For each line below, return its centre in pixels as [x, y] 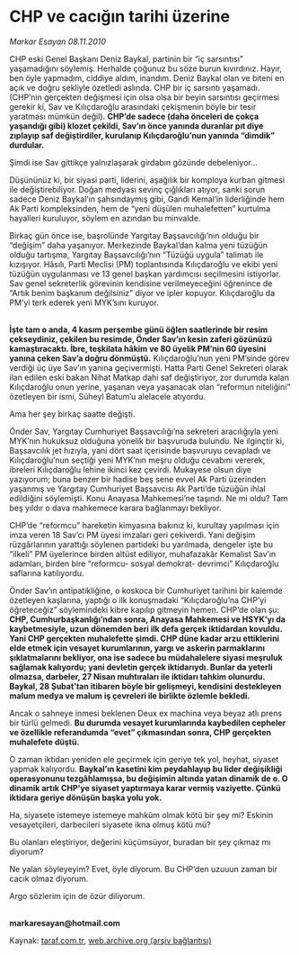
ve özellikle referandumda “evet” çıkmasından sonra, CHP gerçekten [141, 732]
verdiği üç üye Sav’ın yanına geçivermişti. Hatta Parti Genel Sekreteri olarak [149, 367]
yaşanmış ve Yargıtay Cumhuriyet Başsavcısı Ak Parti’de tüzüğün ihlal [138, 489]
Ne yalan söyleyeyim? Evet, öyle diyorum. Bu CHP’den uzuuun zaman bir [144, 869]
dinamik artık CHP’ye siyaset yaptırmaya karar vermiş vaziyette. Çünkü [145, 788]
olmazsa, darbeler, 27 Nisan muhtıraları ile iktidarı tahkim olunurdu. [137, 676]
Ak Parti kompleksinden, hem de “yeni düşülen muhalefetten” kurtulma [140, 208]
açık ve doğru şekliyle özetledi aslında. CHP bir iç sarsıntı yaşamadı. [135, 87]
